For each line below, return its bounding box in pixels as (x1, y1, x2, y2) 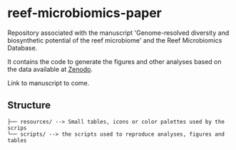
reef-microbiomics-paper (7, 5, 162, 21)
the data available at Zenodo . (7, 65, 93, 73)
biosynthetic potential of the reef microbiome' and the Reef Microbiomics (7, 36, 222, 44)
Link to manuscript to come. (7, 78, 90, 87)
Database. (7, 43, 38, 52)
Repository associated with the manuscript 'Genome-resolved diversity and (7, 28, 230, 37)
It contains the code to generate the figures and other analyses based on (7, 57, 222, 65)
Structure (7, 100, 51, 112)
